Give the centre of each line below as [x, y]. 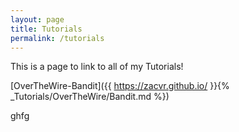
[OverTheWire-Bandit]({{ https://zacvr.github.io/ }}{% [120, 86]
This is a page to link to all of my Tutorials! [97, 67]
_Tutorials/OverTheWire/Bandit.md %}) [90, 97]
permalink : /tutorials [57, 38]
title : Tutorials [46, 29]
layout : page [37, 19]
